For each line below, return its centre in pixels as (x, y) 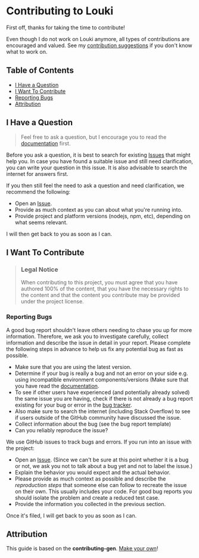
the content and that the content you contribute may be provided (100, 295)
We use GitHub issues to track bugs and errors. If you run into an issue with (99, 442)
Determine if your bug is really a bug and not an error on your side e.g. (101, 373)
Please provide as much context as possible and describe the (90, 479)
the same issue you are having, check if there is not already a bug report (104, 398)
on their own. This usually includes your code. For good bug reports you (103, 491)
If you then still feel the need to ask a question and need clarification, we (95, 185)
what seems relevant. (41, 222)
